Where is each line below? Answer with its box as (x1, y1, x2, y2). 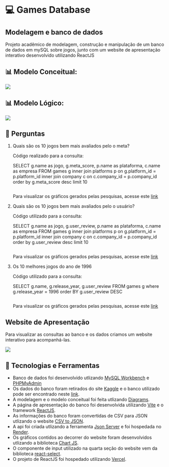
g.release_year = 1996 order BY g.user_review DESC (12, 289, 123, 295)
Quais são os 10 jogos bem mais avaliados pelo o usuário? (12, 203, 135, 209)
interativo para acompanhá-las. (5, 337, 71, 343)
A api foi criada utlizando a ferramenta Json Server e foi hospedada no (12, 424, 162, 430)
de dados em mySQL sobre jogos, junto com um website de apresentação (5, 47, 160, 53)
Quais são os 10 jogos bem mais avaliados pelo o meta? (12, 143, 130, 149)
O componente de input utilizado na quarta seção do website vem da (12, 445, 158, 452)
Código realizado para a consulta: (12, 153, 84, 159)
